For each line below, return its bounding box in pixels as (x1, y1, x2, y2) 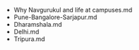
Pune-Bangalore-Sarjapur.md (13, 13, 98, 21)
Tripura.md (13, 35, 45, 43)
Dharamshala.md (13, 21, 63, 28)
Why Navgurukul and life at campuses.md (13, 6, 133, 14)
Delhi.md (13, 27, 39, 36)
